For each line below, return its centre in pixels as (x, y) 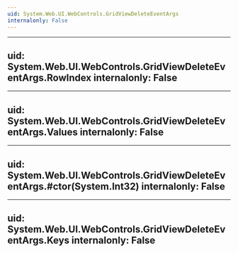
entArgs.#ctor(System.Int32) (73, 186)
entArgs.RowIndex (50, 77)
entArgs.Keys (38, 241)
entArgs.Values (42, 132)
